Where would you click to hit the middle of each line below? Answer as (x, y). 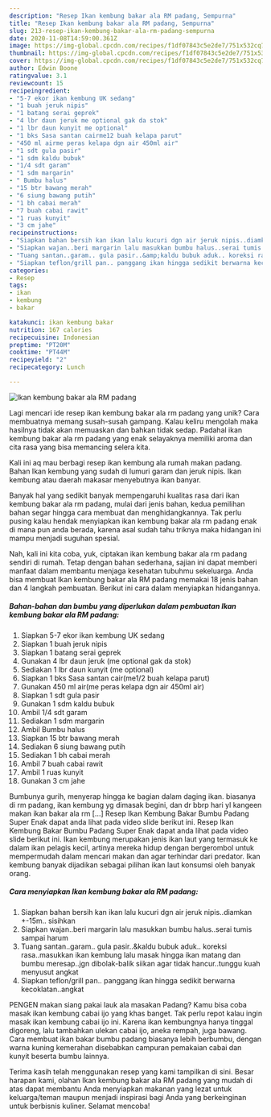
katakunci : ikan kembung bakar (62, 322)
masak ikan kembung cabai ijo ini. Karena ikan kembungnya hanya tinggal (131, 1022)
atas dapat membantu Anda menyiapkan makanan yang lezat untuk (121, 1089)
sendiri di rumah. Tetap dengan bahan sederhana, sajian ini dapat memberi (133, 562)
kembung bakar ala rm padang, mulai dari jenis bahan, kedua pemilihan (127, 503)
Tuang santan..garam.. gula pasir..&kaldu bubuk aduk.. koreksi (124, 946)
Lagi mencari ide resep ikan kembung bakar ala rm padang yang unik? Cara (134, 412)
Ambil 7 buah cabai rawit (62, 763)
